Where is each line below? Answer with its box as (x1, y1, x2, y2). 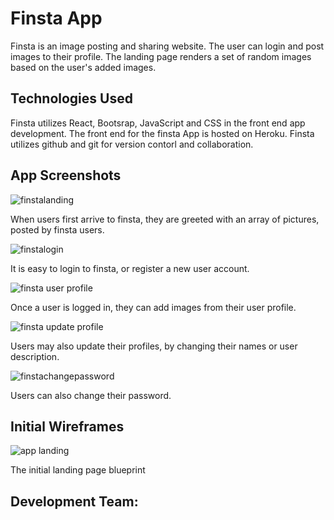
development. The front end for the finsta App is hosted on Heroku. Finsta (10, 127, 315, 139)
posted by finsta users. (10, 223, 105, 236)
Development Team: (10, 493, 139, 510)
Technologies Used (10, 90, 133, 107)
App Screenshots (10, 167, 122, 184)
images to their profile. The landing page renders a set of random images (10, 50, 312, 62)
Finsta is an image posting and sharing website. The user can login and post (10, 40, 325, 52)
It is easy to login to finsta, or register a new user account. (10, 262, 250, 274)
